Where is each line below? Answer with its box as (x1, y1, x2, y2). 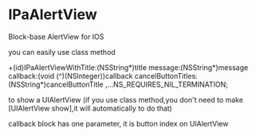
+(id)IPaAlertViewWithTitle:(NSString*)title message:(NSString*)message (8, 62, 249, 72)
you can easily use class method (8, 47, 116, 56)
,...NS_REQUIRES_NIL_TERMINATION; (104, 80, 229, 89)
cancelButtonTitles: (134, 71, 198, 80)
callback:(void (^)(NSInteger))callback (8, 71, 133, 80)
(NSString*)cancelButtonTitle (8, 80, 104, 89)
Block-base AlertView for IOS (8, 32, 104, 41)
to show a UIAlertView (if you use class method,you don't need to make (8, 95, 243, 104)
